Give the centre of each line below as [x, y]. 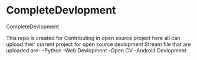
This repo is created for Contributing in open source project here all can [93, 38]
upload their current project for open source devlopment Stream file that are [98, 44]
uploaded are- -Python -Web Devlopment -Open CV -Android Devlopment [96, 50]
